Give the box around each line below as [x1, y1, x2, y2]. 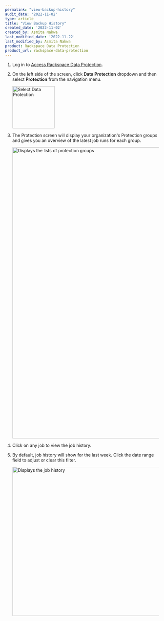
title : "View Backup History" [5, 21, 67, 26]
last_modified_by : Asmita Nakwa [5, 39, 71, 44]
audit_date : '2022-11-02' [5, 12, 58, 17]
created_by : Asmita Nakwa [5, 30, 58, 35]
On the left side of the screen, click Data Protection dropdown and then [12, 71, 157, 77]
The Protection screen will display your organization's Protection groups [12, 132, 158, 138]
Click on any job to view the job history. [12, 442, 92, 448]
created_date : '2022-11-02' [5, 25, 62, 30]
